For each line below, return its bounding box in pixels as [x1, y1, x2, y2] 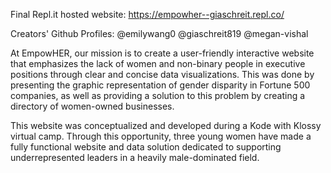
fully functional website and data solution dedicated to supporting [10, 141, 282, 153]
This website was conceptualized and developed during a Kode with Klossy [10, 120, 322, 131]
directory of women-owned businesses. [10, 100, 175, 112]
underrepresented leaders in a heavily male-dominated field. [10, 152, 260, 163]
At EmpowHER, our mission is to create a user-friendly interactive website [10, 47, 315, 59]
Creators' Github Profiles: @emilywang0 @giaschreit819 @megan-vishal [10, 28, 309, 39]
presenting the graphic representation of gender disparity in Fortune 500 [10, 79, 311, 91]
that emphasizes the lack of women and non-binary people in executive [10, 58, 306, 69]
